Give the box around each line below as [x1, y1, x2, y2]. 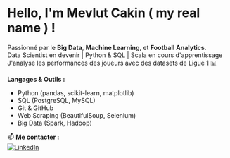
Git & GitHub [17, 104, 54, 112]
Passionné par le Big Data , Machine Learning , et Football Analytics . [7, 43, 207, 51]
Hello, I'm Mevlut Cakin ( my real [7, 5, 200, 21]
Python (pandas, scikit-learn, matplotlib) [17, 88, 134, 97]
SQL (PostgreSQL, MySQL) [17, 96, 96, 104]
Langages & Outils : [7, 75, 65, 83]
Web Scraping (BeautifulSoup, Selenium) [17, 111, 136, 119]
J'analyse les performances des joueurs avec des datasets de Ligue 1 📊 [7, 59, 217, 67]
